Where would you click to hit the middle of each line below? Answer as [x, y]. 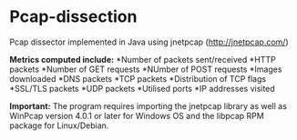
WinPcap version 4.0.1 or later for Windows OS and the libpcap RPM [137, 115]
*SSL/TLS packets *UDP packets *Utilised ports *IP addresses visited [142, 88]
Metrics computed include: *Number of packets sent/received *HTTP [143, 59]
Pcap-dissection [73, 17]
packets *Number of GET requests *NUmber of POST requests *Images [146, 69]
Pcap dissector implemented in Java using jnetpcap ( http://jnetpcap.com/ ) [149, 42]
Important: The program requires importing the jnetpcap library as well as [148, 105]
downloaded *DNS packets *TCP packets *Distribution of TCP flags [138, 78]
